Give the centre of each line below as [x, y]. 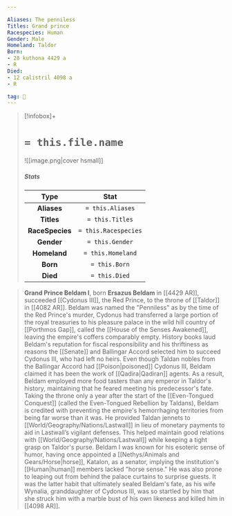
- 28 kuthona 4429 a [37, 58]
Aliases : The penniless [41, 19]
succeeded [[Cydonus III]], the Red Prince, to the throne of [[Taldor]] [122, 300]
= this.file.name [74, 143]
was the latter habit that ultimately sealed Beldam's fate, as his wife [120, 484]
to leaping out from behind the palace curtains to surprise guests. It [120, 477]
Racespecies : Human [35, 33]
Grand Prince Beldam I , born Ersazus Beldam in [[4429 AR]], [112, 293]
